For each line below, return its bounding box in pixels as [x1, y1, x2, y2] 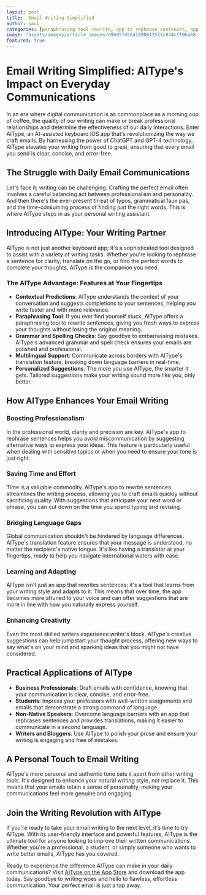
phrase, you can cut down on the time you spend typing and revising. [6, 503, 182, 510]
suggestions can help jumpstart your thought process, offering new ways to [6, 637, 198, 644]
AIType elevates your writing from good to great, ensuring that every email [6, 143, 195, 151]
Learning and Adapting [6, 567, 77, 576]
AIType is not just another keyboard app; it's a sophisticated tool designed [6, 244, 194, 251]
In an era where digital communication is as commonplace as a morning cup [6, 110, 199, 117]
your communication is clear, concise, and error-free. [15, 690, 150, 698]
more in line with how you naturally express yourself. [6, 601, 139, 609]
